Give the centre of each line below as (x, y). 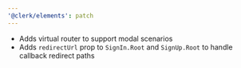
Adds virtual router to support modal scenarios (96, 38)
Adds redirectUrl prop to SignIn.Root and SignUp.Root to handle (126, 47)
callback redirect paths (57, 55)
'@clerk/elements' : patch (50, 16)
